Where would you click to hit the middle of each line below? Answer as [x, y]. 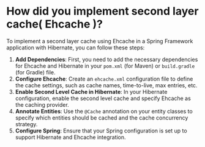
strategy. [26, 124]
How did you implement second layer [102, 11]
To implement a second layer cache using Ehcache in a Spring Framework [100, 41]
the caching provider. [42, 104]
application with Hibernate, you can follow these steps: [76, 48]
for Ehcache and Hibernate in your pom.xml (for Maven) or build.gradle [105, 66]
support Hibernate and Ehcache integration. [71, 137]
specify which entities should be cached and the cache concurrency [102, 118]
